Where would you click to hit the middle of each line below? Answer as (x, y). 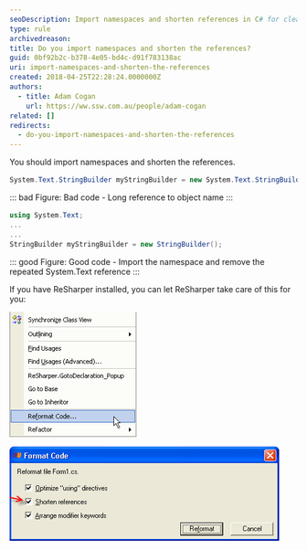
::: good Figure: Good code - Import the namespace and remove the (137, 261)
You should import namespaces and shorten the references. (122, 162)
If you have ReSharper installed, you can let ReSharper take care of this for (150, 289)
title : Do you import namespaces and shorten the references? (130, 48)
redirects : (30, 125)
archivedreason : (40, 38)
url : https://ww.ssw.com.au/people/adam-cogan (116, 106)
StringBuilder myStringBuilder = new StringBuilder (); (116, 244)
